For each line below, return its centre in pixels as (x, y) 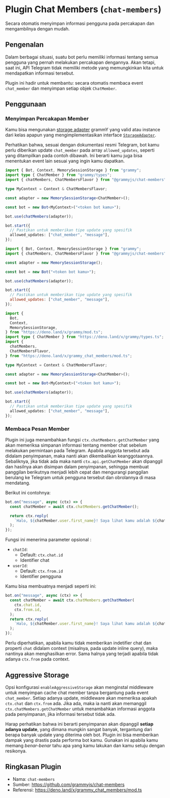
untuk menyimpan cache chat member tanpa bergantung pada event (77, 693)
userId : (20, 566)
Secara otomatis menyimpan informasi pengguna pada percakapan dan (80, 23)
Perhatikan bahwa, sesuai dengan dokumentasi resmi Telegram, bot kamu (82, 145)
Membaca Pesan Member (37, 428)
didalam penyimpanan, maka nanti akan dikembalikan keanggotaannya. (80, 456)
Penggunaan (26, 104)
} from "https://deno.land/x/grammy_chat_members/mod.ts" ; (69, 356)
